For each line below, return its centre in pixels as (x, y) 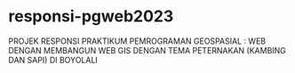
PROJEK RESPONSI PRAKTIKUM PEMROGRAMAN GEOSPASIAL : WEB (137, 41)
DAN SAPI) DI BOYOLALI (53, 60)
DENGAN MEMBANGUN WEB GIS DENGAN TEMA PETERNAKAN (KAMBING (147, 50)
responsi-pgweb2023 (91, 16)
